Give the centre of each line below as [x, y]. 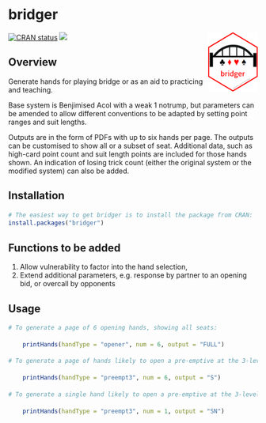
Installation [36, 196]
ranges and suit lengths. [47, 122]
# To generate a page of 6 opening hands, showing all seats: [113, 327]
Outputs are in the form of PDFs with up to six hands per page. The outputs [131, 137]
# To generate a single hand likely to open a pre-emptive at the [120, 394]
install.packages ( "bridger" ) [56, 223]
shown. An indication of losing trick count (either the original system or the [130, 162]
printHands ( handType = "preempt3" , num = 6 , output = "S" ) [122, 378]
